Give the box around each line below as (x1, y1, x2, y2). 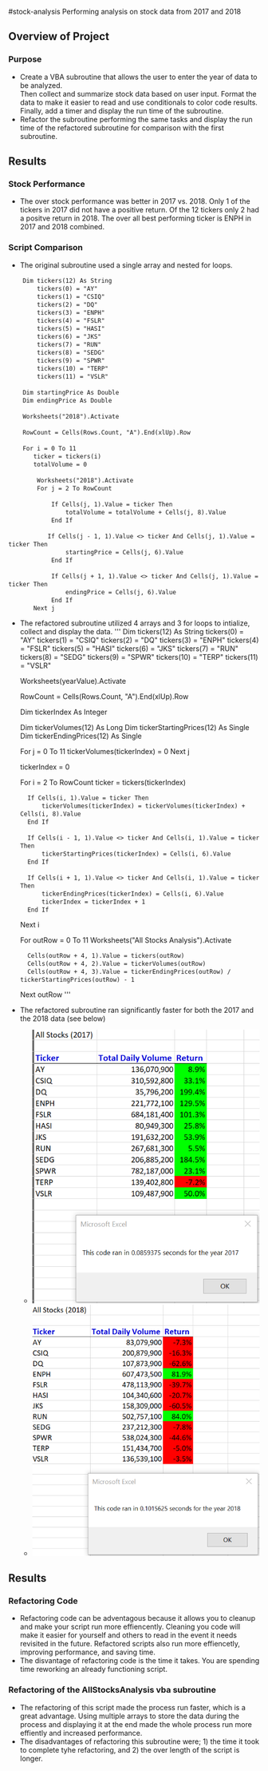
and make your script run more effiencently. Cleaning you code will (19, 1622, 241, 1632)
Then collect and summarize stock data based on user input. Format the (19, 89, 257, 98)
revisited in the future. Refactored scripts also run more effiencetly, (19, 1639, 241, 1649)
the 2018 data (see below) (19, 1014, 106, 1023)
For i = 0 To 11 (22, 444, 77, 452)
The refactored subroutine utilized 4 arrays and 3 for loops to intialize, (19, 618, 250, 628)
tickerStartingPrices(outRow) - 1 (19, 975, 135, 983)
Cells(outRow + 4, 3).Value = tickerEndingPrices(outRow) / (27, 967, 231, 975)
